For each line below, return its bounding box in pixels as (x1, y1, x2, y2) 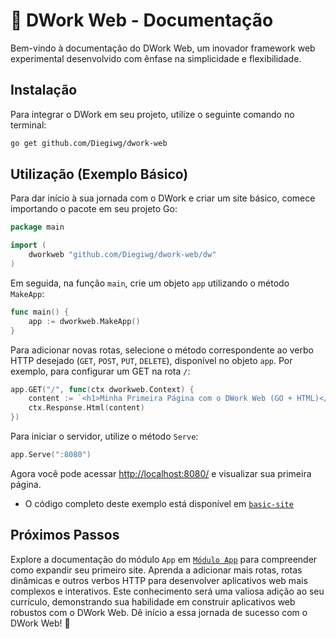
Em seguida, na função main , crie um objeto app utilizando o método (10, 277, 290, 289)
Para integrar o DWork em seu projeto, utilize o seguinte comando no (10, 108, 295, 120)
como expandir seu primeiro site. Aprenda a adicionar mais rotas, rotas (10, 564, 303, 576)
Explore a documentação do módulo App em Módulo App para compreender (10, 553, 318, 565)
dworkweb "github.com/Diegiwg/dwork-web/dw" (28, 250, 217, 260)
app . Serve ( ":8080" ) (10, 450, 92, 460)
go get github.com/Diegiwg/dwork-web (10, 138, 168, 148)
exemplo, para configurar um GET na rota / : (10, 365, 191, 377)
